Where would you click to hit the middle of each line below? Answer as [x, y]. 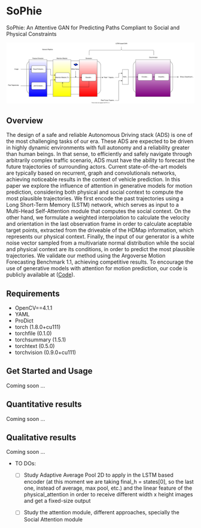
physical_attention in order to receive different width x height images [108, 495]
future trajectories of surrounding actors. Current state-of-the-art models [97, 167]
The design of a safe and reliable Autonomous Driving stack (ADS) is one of [99, 135]
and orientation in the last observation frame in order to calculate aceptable [99, 224]
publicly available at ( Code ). [41, 275]
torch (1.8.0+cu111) [38, 326]
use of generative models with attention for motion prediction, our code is [97, 268]
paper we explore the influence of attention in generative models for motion [99, 186]
